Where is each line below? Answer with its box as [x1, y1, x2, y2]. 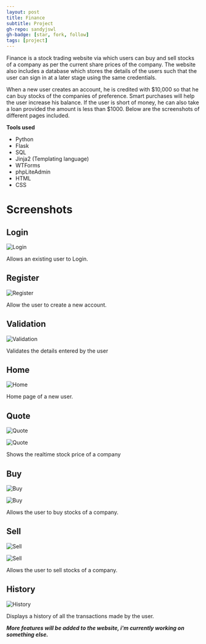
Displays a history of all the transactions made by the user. [6, 612, 154, 619]
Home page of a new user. [6, 393, 74, 401]
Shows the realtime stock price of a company [6, 451, 121, 458]
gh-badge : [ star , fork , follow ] [6, 32, 89, 38]
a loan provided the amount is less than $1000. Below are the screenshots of [6, 105, 200, 112]
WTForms [15, 162, 40, 169]
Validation [6, 319, 46, 329]
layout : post [6, 9, 40, 15]
